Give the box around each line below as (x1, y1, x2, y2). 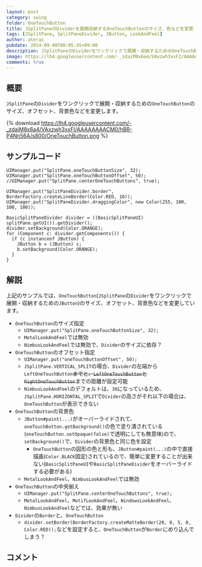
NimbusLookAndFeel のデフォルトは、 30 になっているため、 (23, 385, 165, 392)
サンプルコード (6, 151, 61, 161)
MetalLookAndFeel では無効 (23, 333, 89, 340)
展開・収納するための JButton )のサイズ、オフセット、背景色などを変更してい (6, 299, 195, 307)
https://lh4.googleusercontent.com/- (41, 120, 132, 127)
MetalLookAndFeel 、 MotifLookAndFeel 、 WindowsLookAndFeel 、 (23, 497, 175, 504)
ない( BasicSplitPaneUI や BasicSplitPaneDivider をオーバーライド (32, 460, 193, 467)
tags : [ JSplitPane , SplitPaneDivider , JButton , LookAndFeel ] (6, 31, 163, 37)
